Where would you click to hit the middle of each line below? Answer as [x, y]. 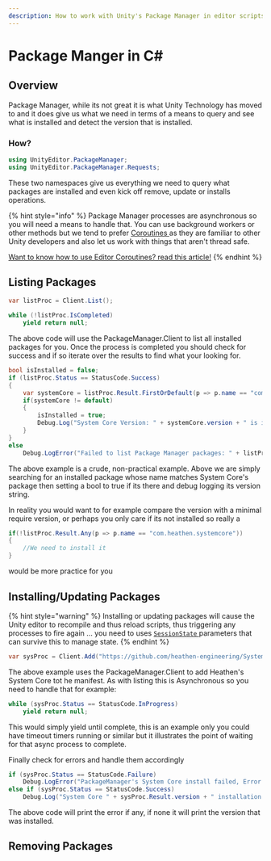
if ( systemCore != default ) [68, 401]
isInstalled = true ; [72, 416]
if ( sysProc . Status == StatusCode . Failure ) [83, 775]
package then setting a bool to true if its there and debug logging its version [134, 485]
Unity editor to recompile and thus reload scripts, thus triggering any [122, 624]
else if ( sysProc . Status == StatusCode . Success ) [92, 790]
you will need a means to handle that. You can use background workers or [132, 224]
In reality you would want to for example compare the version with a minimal [135, 510]
